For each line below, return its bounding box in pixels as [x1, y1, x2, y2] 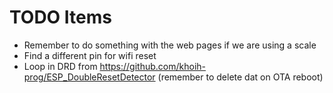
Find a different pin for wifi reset [23, 49, 157, 61]
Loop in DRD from [23, 60, 98, 72]
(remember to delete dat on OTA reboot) [157, 71, 324, 83]
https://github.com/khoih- [99, 60, 207, 72]
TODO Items [9, 6, 112, 29]
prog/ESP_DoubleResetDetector [23, 71, 156, 83]
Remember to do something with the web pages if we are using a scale [23, 39, 317, 51]
